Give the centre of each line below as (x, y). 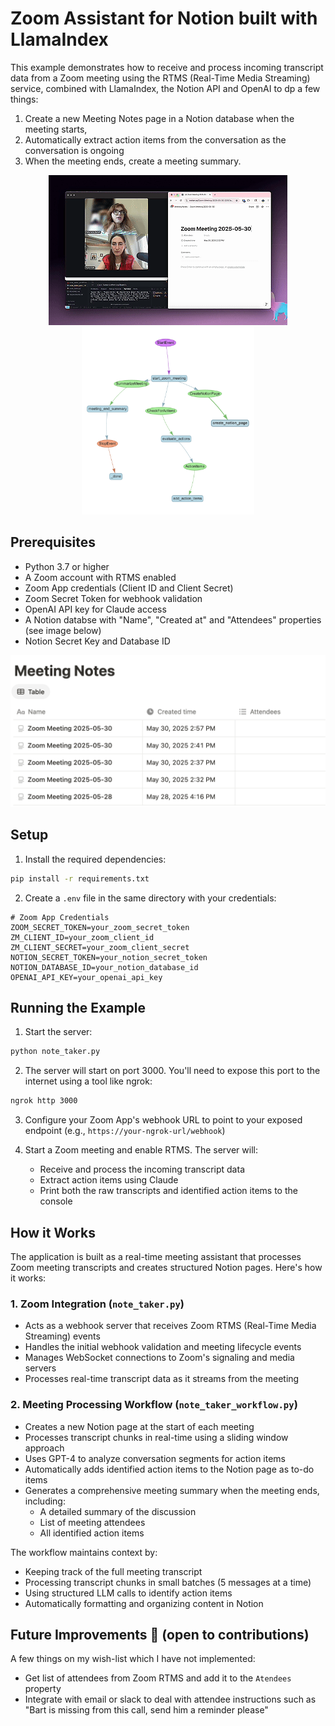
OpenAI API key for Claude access (95, 609)
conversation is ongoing (74, 150)
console (56, 1201)
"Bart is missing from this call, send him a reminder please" (146, 1710)
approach (44, 1448)
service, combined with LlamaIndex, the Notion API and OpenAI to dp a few (165, 88)
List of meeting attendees (92, 1522)
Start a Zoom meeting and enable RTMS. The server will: (141, 1150)
